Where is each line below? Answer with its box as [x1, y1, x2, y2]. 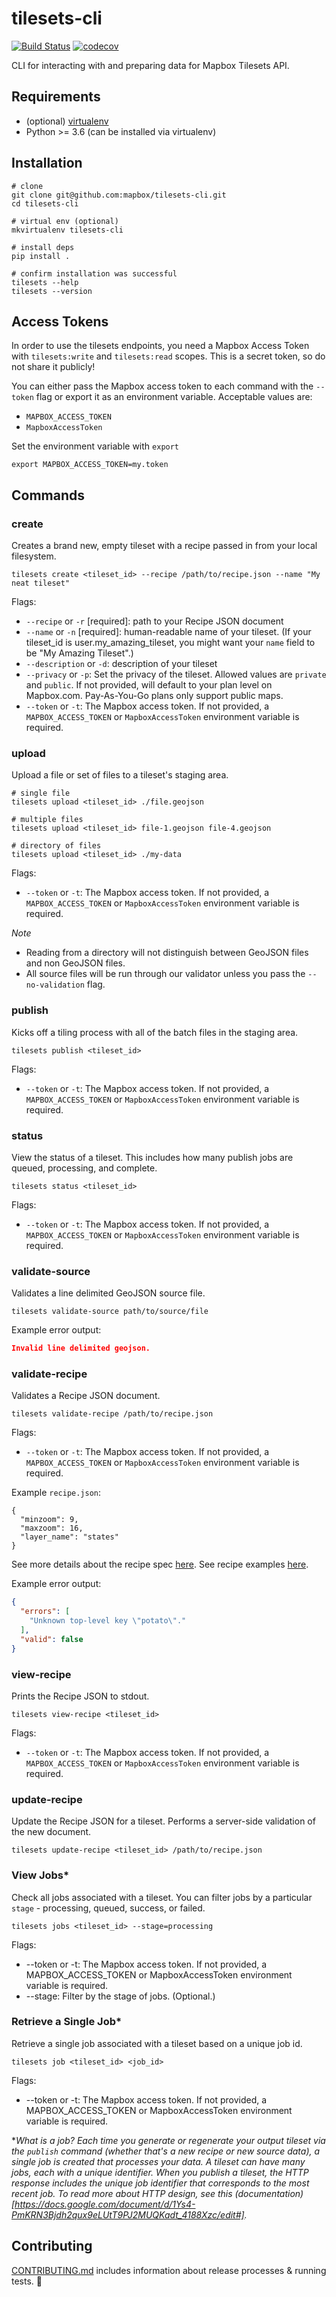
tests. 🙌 [11, 2275, 43, 2287]
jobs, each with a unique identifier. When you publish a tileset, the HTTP [11, 2166, 309, 2178]
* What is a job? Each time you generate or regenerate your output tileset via [11, 2134, 326, 2146]
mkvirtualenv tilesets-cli [11, 225, 124, 235]
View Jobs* [11, 1868, 70, 1882]
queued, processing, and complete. [11, 1162, 158, 1174]
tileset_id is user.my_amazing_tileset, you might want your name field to [25, 637, 316, 649]
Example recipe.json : [11, 1487, 102, 1499]
